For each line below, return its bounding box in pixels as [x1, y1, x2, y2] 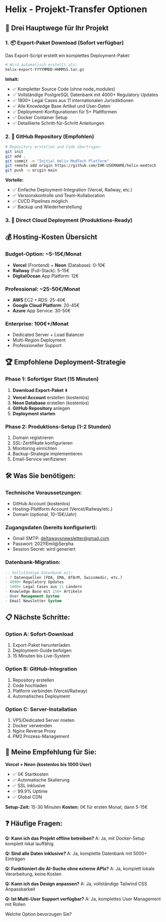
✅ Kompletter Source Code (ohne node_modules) [12, 86, 116, 92]
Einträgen [5, 855, 25, 862]
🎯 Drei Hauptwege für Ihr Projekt [5, 24, 109, 32]
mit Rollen [5, 901, 26, 907]
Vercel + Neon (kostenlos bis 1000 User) [5, 761, 92, 767]
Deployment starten [12, 411, 56, 417]
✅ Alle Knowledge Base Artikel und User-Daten [12, 103, 111, 109]
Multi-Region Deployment [12, 337, 66, 343]
